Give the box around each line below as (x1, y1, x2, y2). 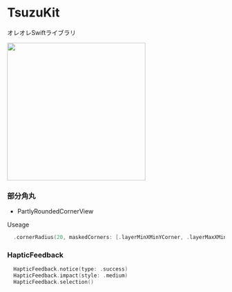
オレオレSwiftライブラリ (7, 28, 77, 36)
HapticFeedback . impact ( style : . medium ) (13, 272, 128, 280)
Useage (7, 220, 30, 229)
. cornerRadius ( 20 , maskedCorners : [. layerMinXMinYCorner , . (13, 234, 190, 241)
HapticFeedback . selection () (13, 279, 95, 286)
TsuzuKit (7, 5, 60, 21)
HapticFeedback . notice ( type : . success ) (13, 266, 128, 273)
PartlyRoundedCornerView (17, 207, 94, 216)
